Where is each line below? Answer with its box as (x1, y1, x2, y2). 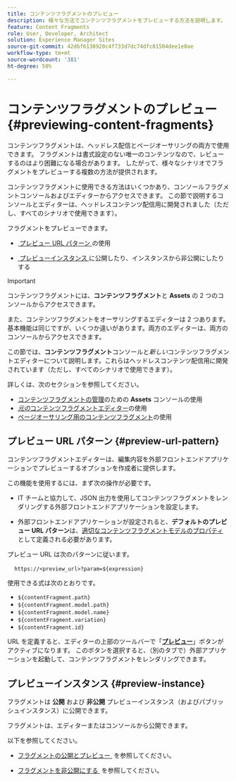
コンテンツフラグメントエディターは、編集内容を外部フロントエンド (7, 455, 205, 463)
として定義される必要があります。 (17, 535, 116, 544)
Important (7, 276, 36, 285)
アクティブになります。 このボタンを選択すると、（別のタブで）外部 (7, 646, 202, 655)
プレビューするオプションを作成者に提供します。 (37, 464, 180, 473)
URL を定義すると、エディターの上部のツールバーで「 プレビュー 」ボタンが (7, 637, 224, 646)
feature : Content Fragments (7, 23, 90, 30)
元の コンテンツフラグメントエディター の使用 (17, 404, 147, 412)
